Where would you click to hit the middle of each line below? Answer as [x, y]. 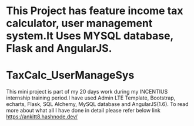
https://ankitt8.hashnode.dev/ [42, 117]
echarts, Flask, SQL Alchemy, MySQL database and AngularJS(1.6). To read [98, 104]
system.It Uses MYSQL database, [90, 36]
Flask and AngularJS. [59, 49]
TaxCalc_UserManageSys [70, 75]
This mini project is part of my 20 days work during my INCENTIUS [87, 92]
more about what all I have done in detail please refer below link [83, 111]
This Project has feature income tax [95, 11]
